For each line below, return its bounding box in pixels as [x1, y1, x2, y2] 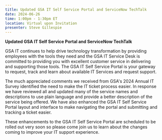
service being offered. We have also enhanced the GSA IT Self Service [5, 99, 147, 105]
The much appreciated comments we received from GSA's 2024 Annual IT [5, 79, 154, 84]
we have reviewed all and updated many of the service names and [5, 89, 138, 95]
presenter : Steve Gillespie [5, 25, 62, 30]
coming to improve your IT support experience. [5, 129, 100, 135]
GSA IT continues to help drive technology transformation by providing [5, 48, 147, 54]
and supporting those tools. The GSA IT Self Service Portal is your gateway [5, 64, 156, 70]
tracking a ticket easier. [5, 109, 52, 115]
